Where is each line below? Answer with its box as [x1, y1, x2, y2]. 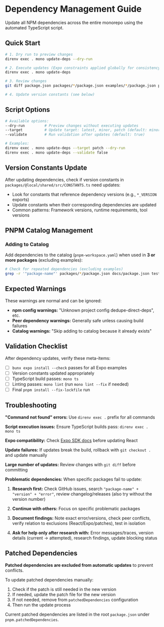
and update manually [5, 452, 47, 458]
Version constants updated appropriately [12, 370, 95, 376]
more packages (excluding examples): [5, 257, 83, 263]
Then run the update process [12, 602, 71, 607]
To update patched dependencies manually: [5, 577, 94, 582]
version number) [12, 496, 46, 502]
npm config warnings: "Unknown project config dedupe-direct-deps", [12, 307, 155, 313]
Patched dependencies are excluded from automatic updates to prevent [5, 562, 153, 568]
